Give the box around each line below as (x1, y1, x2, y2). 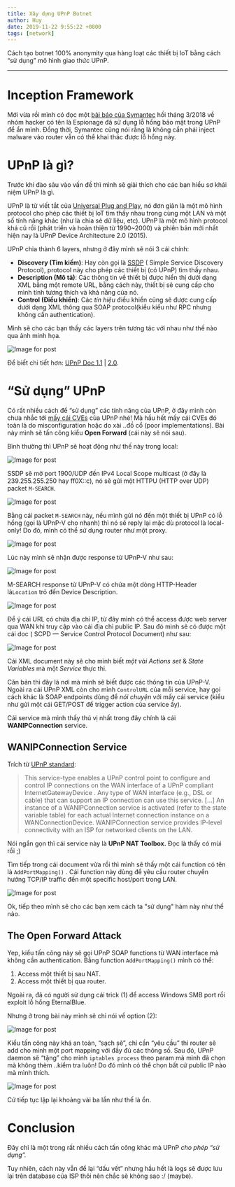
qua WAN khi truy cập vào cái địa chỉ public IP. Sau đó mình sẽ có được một (7, 622, 226, 631)
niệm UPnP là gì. (7, 188, 55, 197)
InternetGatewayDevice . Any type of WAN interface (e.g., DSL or (24, 788, 213, 796)
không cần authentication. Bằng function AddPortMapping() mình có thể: (7, 956, 214, 964)
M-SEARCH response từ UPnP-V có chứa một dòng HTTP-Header (7, 580, 197, 589)
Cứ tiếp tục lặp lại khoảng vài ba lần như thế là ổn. (7, 1095, 152, 1104)
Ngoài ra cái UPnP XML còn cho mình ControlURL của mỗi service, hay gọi (7, 685, 221, 694)
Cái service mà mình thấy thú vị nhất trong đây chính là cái (7, 714, 176, 722)
